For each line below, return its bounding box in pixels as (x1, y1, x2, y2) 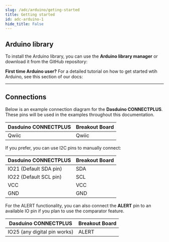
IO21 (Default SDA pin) (8, 165, 62, 172)
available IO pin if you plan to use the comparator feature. (5, 208, 125, 214)
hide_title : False (5, 21, 44, 27)
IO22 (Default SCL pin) (8, 173, 62, 180)
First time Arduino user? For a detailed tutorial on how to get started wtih (5, 68, 157, 74)
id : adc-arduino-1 (5, 17, 44, 22)
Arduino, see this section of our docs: (5, 74, 83, 80)
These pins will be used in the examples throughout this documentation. (5, 111, 155, 117)
